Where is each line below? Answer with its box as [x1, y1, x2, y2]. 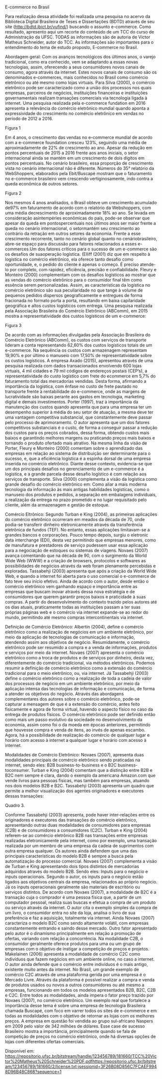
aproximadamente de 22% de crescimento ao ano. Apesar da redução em [5, 145, 152, 150]
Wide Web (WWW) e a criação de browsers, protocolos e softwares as [5, 558, 146, 563]
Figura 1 [5, 125, 21, 131]
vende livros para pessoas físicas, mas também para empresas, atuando [5, 778, 150, 783]
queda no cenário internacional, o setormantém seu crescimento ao [5, 226, 140, 231]
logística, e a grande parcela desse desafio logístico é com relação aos [5, 471, 147, 477]
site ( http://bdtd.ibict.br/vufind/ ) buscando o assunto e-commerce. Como [5, 24, 151, 30]
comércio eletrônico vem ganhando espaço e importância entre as [5, 584, 138, 589]
